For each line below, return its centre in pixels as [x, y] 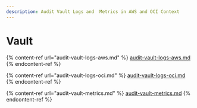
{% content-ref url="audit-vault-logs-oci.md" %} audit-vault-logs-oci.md [96, 75]
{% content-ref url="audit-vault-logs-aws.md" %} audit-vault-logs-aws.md [98, 58]
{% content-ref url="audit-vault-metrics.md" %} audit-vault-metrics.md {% [98, 93]
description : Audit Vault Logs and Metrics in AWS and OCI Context [93, 12]
